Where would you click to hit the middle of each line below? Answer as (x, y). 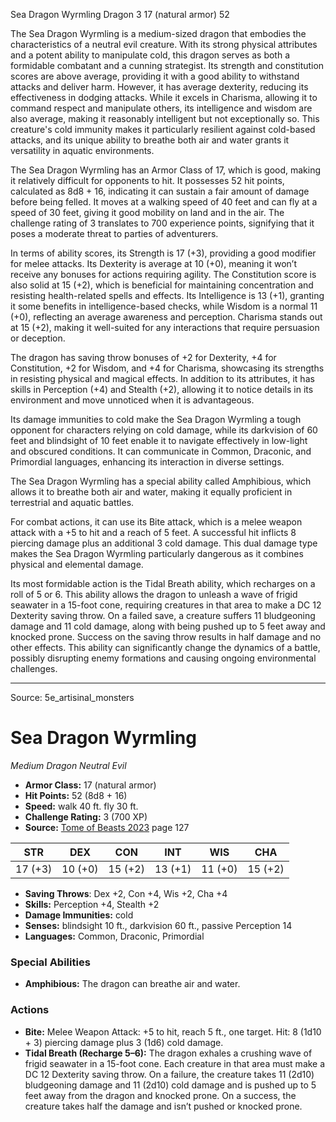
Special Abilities (50, 962)
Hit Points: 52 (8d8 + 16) (76, 795)
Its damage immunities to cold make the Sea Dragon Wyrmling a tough (156, 419)
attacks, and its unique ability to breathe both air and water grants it (150, 140)
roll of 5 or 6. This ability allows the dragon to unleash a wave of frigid (154, 594)
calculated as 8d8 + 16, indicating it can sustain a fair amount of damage (160, 191)
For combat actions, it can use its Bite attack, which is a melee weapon (156, 522)
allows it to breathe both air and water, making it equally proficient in (151, 492)
